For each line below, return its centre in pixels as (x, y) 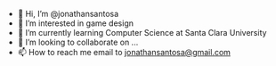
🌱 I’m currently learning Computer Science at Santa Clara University (142, 33)
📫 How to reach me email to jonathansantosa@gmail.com (124, 52)
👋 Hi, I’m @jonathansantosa (68, 14)
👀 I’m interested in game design (75, 23)
